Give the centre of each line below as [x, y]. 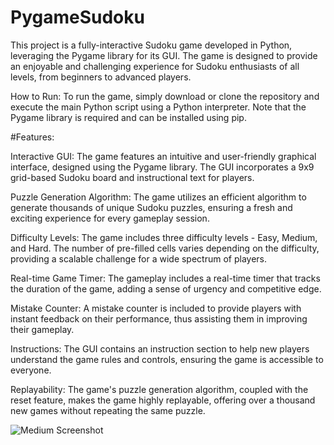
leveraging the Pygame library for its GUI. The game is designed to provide [164, 55]
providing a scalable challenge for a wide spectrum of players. [139, 258]
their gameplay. [42, 329]
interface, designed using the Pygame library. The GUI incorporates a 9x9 [162, 167]
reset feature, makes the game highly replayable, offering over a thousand [163, 400]
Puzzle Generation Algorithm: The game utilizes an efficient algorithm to [158, 197]
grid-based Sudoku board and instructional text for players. [132, 177]
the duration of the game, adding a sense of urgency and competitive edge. [166, 288]
